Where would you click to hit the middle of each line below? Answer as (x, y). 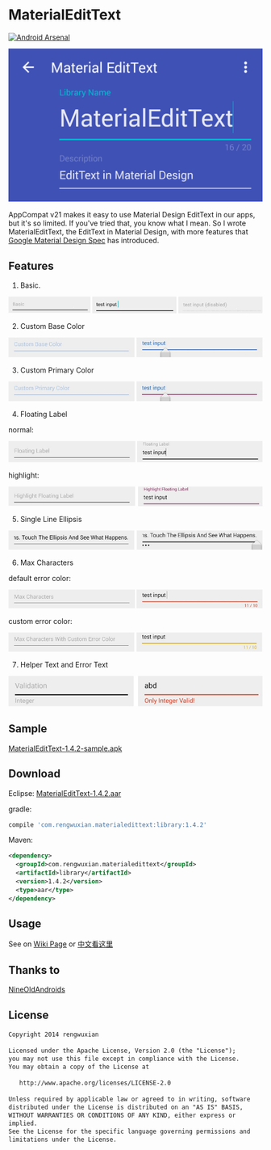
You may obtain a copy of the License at (79, 1067)
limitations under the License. (63, 1140)
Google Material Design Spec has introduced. (84, 241)
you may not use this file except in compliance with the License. (124, 1059)
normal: (21, 429)
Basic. (30, 285)
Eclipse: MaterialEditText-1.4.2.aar (65, 793)
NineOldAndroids (37, 990)
